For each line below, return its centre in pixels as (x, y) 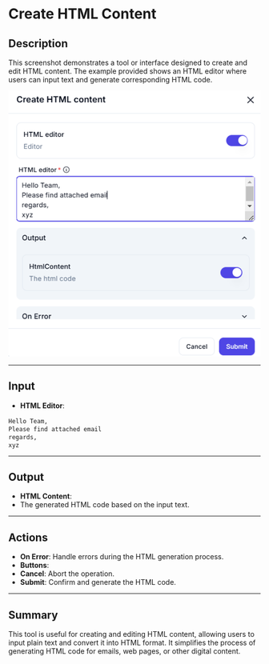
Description (38, 44)
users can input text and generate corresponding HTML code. (110, 80)
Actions (28, 537)
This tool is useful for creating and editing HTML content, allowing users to (131, 634)
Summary (33, 615)
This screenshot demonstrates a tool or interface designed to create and (128, 62)
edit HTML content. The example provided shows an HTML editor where (127, 71)
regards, (23, 437)
